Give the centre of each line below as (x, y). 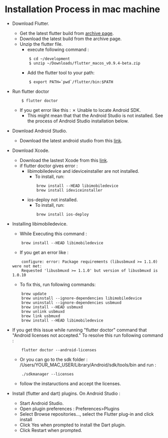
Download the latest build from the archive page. (71, 39)
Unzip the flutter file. (41, 44)
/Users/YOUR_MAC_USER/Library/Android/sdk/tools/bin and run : (88, 365)
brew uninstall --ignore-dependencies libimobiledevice (82, 298)
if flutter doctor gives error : (49, 166)
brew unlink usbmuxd (43, 311)
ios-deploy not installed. (53, 200)
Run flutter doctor (30, 91)
